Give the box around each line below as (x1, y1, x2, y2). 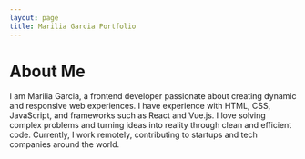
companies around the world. (9, 139, 120, 150)
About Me (9, 61, 86, 82)
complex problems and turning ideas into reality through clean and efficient (9, 120, 292, 131)
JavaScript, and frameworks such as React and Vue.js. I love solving (9, 110, 266, 121)
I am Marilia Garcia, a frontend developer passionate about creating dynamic (9, 91, 297, 102)
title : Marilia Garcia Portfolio (9, 22, 137, 31)
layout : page (9, 13, 59, 23)
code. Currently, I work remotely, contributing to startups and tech (9, 129, 258, 141)
